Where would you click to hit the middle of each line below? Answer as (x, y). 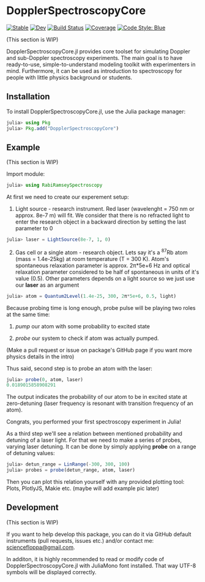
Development (33, 508)
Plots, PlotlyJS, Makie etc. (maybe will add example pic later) (83, 488)
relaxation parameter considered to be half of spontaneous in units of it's (107, 272)
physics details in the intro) (40, 357)
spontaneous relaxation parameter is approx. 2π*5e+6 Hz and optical (102, 265)
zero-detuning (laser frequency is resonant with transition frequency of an (100, 403)
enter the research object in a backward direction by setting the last (101, 222)
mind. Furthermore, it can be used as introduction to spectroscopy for (94, 70)
